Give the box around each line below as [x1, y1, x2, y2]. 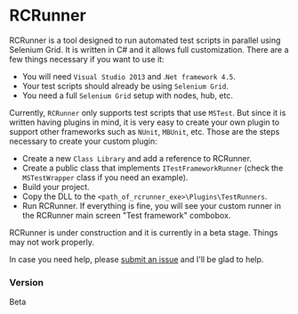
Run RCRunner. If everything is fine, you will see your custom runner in [21, 200, 282, 211]
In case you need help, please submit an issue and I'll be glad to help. [9, 253, 264, 264]
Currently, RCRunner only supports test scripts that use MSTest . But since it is [9, 107, 286, 118]
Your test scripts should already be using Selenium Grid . [21, 80, 229, 91]
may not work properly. [9, 236, 95, 247]
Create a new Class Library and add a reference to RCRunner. [21, 153, 252, 163]
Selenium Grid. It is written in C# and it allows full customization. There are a [9, 44, 289, 54]
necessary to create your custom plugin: [9, 136, 157, 146]
